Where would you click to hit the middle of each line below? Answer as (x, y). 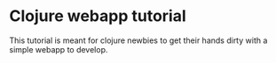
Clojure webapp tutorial (98, 16)
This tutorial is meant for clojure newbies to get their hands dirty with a (138, 40)
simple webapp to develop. (59, 49)
